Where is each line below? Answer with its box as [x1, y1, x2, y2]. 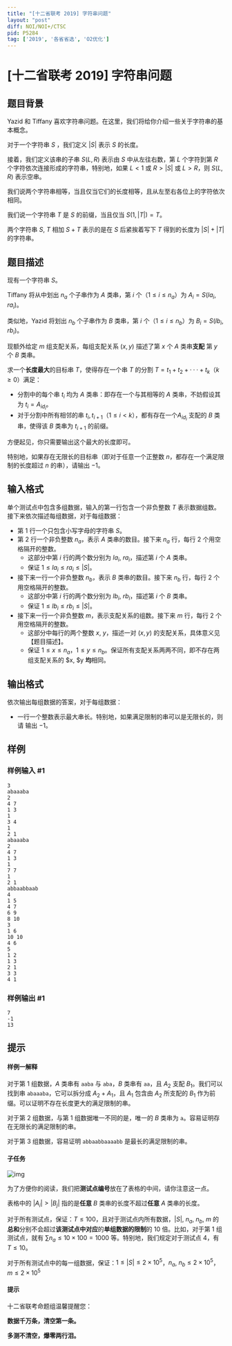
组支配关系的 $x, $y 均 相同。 [27, 656, 110, 665]
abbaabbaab [7, 885, 39, 892]
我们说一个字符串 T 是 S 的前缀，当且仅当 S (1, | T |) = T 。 [7, 210, 166, 219]
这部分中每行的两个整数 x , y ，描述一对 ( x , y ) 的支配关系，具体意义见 [27, 629, 221, 637]
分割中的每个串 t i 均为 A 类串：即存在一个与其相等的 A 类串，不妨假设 [17, 390, 215, 400]
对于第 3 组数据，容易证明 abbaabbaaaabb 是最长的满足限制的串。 [7, 1137, 191, 1146]
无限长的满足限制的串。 [12, 1122, 80, 1131]
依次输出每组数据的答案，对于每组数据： [7, 697, 122, 706]
